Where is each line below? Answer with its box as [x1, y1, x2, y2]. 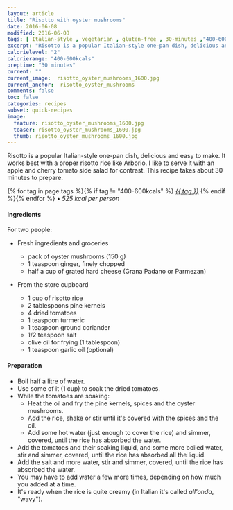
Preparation [7, 362, 42, 370]
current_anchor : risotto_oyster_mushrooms [7, 81, 135, 88]
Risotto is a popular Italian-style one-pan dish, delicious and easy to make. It [7, 152, 226, 160]
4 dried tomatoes [27, 309, 77, 317]
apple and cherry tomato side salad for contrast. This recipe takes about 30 [7, 166, 223, 175]
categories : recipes [7, 100, 67, 107]
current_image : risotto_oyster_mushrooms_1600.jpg [7, 74, 159, 82]
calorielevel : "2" [7, 49, 60, 56]
